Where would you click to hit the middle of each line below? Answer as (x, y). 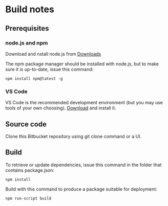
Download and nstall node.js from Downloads (53, 54)
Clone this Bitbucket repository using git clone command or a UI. (73, 136)
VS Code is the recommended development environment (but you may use (84, 103)
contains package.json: (30, 170)
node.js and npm (27, 43)
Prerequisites (27, 28)
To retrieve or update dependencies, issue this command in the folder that (83, 165)
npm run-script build (28, 198)
